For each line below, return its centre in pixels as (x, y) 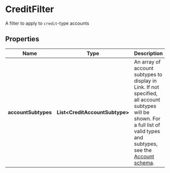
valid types (147, 131)
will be (142, 112)
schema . (144, 162)
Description (148, 53)
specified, (146, 93)
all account (147, 99)
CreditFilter (30, 9)
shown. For (147, 119)
